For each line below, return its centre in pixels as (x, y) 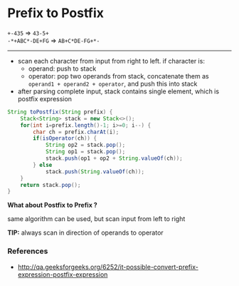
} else (43, 165)
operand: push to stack (62, 68)
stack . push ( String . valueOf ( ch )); (95, 172)
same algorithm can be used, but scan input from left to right (96, 219)
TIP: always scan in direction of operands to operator (85, 233)
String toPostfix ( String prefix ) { (60, 112)
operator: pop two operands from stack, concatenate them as (118, 76)
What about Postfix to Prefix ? (52, 205)
